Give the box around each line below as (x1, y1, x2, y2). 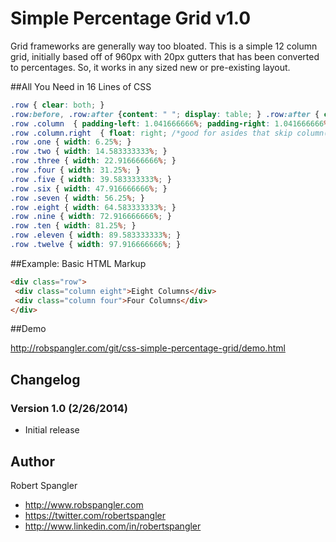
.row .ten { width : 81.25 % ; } (10, 221, 137, 231)
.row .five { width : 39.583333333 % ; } (10, 174, 172, 184)
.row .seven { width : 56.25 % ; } (10, 193, 145, 203)
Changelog (10, 371, 81, 388)
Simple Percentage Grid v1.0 (10, 7, 252, 30)
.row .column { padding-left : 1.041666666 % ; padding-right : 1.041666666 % (10, 118, 329, 129)
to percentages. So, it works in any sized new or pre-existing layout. (10, 61, 291, 73)
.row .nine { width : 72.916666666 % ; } (10, 212, 172, 222)
